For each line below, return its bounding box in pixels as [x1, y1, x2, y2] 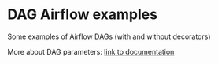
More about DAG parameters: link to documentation [7, 47, 175, 56]
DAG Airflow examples [7, 6, 158, 24]
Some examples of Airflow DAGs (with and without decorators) [7, 32, 211, 41]
